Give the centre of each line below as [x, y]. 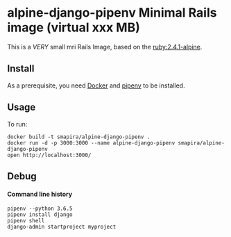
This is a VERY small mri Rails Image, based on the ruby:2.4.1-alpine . [105, 47]
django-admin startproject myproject [62, 227]
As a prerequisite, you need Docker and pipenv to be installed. [96, 85]
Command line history [40, 194]
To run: [17, 124]
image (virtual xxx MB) [74, 27]
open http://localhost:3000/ [49, 155]
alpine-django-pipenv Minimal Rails [112, 13]
